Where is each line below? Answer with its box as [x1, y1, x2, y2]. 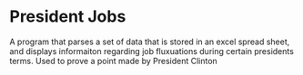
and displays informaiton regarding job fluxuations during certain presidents [9, 45, 294, 56]
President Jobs [9, 6, 126, 27]
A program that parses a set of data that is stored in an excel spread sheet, [9, 36, 290, 47]
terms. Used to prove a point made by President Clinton [9, 55, 218, 66]
